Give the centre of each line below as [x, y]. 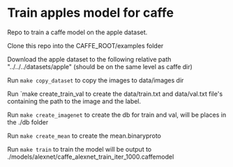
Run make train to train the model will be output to [80, 149]
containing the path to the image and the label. [74, 101]
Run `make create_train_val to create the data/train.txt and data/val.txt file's [115, 94]
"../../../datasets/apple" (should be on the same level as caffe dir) [100, 66]
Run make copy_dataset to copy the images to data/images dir [96, 80]
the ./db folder [28, 122]
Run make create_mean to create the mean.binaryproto [84, 136]
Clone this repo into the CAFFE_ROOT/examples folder [85, 45]
